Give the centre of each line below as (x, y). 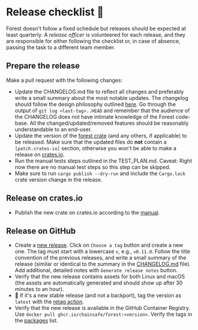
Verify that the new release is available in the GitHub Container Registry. (102, 308)
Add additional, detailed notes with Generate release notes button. (96, 270)
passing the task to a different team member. (61, 47)
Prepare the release (43, 66)
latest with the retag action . (49, 302)
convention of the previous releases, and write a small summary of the (100, 258)
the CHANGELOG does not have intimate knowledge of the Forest (94, 117)
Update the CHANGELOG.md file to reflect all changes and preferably (99, 92)
